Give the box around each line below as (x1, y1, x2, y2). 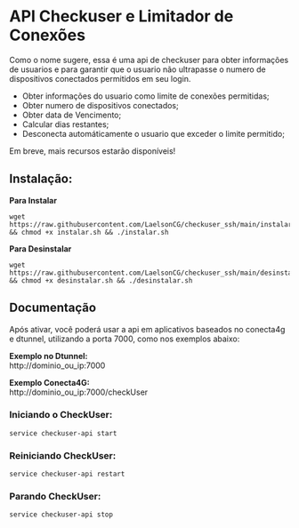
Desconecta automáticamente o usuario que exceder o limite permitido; (21, 128, 285, 139)
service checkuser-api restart (9, 469, 125, 479)
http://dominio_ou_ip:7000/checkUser (9, 387, 149, 397)
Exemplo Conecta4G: (9, 377, 91, 388)
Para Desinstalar (9, 243, 72, 254)
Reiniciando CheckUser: (9, 449, 117, 461)
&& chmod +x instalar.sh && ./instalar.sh (9, 228, 169, 236)
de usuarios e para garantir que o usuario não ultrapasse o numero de (9, 64, 266, 75)
